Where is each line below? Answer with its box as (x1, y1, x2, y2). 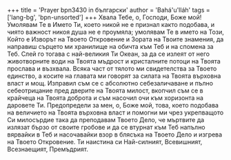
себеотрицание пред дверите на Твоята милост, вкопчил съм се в (7, 86, 203, 94)
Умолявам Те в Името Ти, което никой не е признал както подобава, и (7, 21, 215, 28)
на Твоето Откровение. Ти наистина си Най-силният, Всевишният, (7, 138, 203, 146)
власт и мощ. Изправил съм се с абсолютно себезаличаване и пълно (7, 79, 214, 87)
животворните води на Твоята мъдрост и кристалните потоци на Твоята (7, 57, 221, 65)
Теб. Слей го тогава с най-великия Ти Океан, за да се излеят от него (7, 50, 210, 58)
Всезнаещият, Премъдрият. (7, 145, 88, 153)
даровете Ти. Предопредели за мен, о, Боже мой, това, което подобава (7, 101, 219, 109)
